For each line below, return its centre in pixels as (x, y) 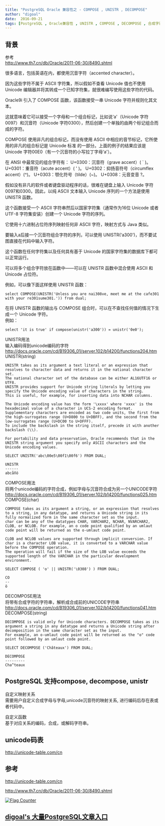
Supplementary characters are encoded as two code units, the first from (82, 413)
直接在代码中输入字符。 (33, 241)
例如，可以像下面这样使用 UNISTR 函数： (47, 285)
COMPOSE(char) (22, 500)
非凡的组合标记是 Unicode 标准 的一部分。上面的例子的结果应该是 (80, 146)
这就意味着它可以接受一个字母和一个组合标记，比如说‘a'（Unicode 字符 (77, 117)
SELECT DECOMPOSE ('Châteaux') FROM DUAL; (49, 648)
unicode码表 (24, 740)
